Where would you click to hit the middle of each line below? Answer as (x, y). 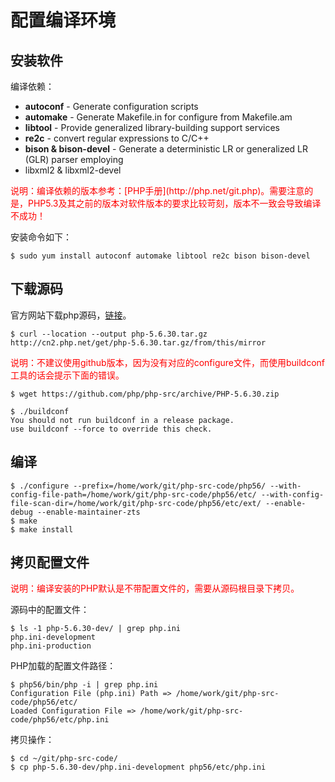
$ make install (42, 529)
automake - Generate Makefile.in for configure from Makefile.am (158, 117)
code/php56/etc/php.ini (60, 720)
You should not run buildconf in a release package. (122, 420)
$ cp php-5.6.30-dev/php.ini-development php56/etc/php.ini (138, 767)
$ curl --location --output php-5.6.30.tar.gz (109, 334)
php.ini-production (51, 646)
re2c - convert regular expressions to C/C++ (117, 138)
